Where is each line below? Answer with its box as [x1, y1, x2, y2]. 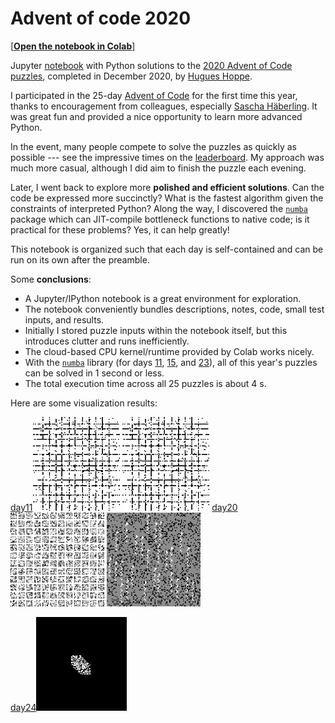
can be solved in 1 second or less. [24, 367, 165, 379]
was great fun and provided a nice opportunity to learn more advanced [10, 110, 303, 122]
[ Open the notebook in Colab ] [10, 40, 136, 52]
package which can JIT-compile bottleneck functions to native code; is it [10, 213, 310, 225]
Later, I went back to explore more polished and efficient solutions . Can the [10, 181, 325, 193]
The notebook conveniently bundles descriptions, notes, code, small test [24, 303, 325, 315]
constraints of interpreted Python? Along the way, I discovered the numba [10, 202, 308, 214]
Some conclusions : [10, 273, 92, 285]
